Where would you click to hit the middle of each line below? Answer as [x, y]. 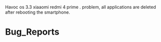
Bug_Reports [32, 32]
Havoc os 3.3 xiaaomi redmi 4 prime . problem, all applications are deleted [81, 7]
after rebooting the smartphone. [38, 12]
